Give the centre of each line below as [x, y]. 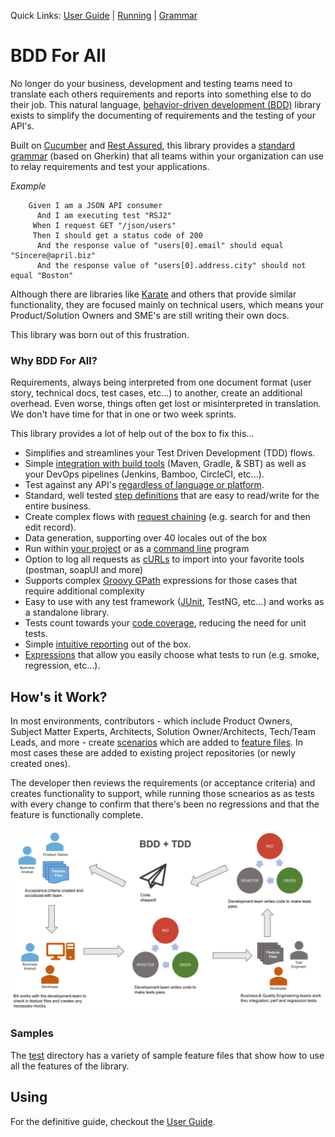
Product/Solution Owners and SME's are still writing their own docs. [150, 315]
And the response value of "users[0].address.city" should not [171, 265]
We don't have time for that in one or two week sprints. [123, 414]
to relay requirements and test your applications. [110, 166]
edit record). [50, 527]
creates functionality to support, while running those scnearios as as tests [162, 794]
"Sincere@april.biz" [53, 255]
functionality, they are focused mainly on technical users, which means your [167, 304]
